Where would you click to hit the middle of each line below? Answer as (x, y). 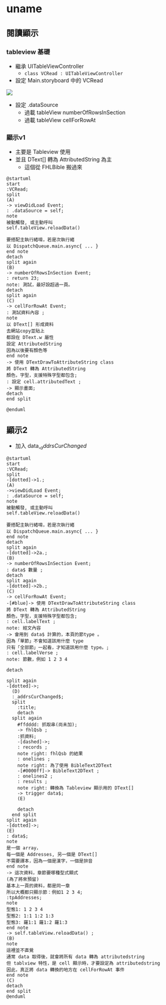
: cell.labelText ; (31, 621)
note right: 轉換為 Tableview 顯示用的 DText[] (76, 788)
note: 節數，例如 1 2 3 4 (37, 659)
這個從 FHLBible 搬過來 (53, 167)
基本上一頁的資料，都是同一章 (38, 886)
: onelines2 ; (35, 776)
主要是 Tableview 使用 (43, 152)
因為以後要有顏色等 (27, 351)
